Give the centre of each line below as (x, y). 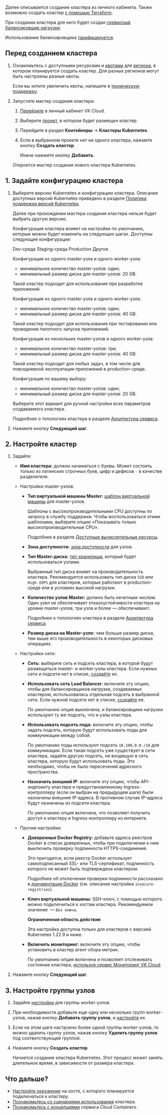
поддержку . (25, 91)
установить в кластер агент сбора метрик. (73, 950)
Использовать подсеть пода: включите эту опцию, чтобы (90, 725)
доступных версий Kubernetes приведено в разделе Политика (79, 198)
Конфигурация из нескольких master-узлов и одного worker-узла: (83, 338)
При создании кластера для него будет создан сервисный (68, 22)
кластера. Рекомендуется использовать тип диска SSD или (90, 577)
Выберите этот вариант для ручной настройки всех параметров (81, 403)
